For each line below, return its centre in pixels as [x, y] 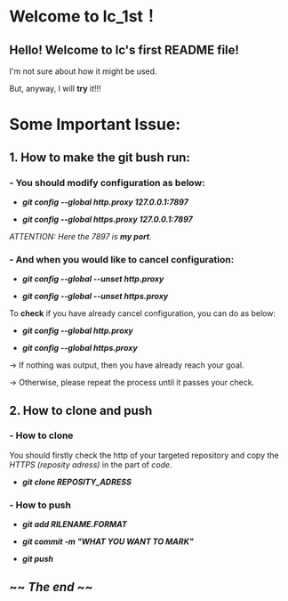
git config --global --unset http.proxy [93, 279]
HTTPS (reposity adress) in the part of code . [91, 464]
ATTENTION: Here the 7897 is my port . [81, 236]
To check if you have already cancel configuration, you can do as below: [142, 313]
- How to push [40, 505]
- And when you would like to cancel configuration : [122, 259]
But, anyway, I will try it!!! [55, 89]
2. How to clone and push [81, 410]
